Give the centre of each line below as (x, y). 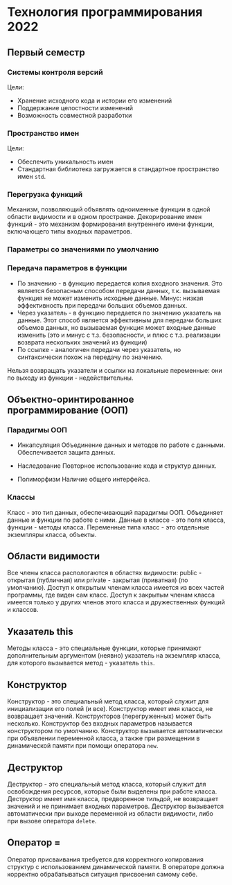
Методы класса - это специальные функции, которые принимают (104, 648)
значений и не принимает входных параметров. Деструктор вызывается (115, 806)
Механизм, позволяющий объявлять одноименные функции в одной (109, 209)
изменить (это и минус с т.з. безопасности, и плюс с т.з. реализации (119, 335)
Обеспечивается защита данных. (66, 453)
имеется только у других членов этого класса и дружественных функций (116, 602)
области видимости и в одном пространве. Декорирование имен (105, 217)
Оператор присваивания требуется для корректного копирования (106, 859)
